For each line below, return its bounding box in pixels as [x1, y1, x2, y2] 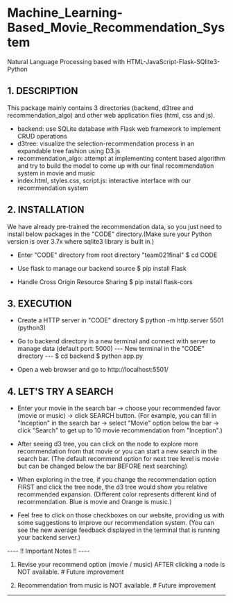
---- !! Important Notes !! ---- [7, 547, 90, 555]
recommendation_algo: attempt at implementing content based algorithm [17, 154, 225, 162]
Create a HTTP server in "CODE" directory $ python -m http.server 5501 [17, 316, 224, 324]
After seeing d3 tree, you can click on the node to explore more [17, 440, 199, 448]
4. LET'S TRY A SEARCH [7, 385, 114, 398]
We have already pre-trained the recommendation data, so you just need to [7, 222, 222, 230]
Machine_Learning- [7, 5, 123, 21]
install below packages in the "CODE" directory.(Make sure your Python [7, 230, 212, 238]
